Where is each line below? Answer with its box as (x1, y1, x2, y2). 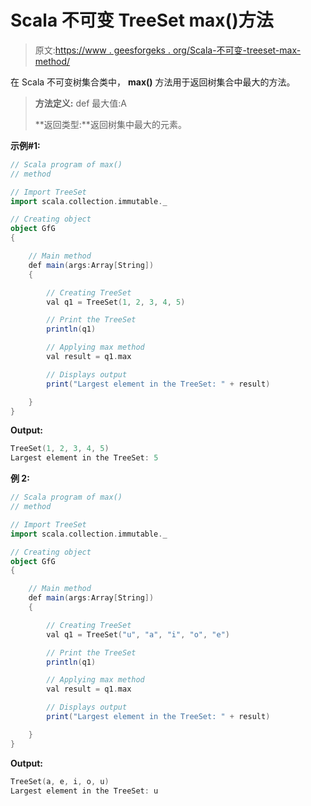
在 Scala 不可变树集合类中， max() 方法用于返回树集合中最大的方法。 (10, 76, 296, 88)
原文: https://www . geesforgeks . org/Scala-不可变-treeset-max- (34, 44, 302, 56)
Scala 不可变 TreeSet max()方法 (10, 9, 274, 32)
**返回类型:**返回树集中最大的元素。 (34, 118, 187, 130)
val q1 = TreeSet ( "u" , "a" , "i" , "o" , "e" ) (46, 629, 230, 640)
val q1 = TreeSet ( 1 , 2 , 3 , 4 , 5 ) (46, 297, 186, 307)
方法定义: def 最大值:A (34, 97, 127, 109)
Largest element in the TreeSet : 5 (10, 453, 159, 463)
